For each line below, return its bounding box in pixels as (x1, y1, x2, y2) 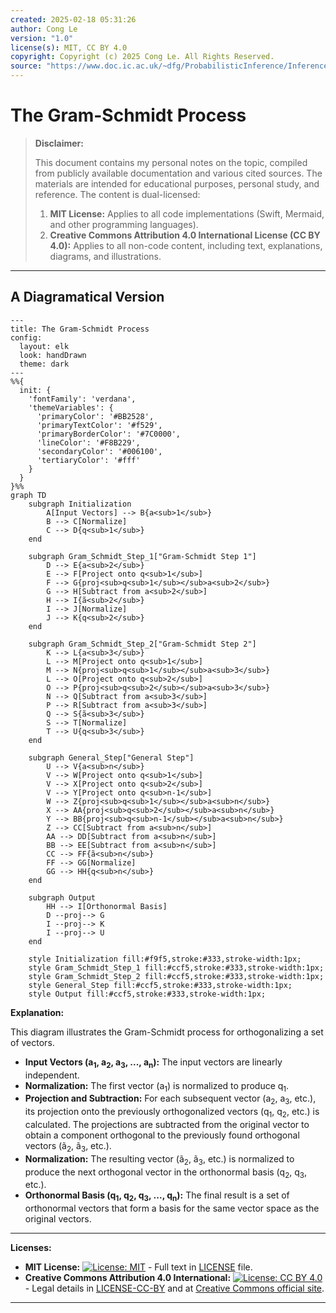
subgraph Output (28, 892, 97, 903)
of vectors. (10, 1036, 55, 1048)
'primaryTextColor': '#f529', (36, 420, 163, 430)
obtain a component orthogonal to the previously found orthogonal (24, 1129, 300, 1141)
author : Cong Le (10, 24, 78, 34)
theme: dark (19, 359, 70, 369)
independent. (24, 1069, 80, 1081)
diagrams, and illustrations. (49, 250, 162, 262)
